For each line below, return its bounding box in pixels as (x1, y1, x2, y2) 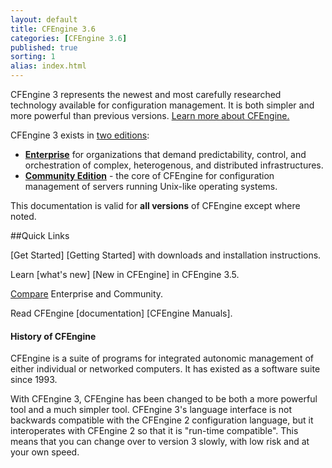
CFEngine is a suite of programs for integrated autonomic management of (10, 352, 314, 365)
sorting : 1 (10, 52, 56, 62)
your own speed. (10, 446, 80, 458)
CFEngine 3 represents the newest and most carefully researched (10, 89, 282, 100)
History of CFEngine (10, 330, 97, 342)
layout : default (10, 14, 78, 25)
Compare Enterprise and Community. (10, 288, 164, 300)
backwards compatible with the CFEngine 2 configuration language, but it (10, 414, 314, 426)
